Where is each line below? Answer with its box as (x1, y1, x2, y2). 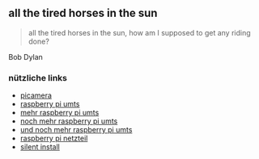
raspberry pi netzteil (19, 133, 88, 144)
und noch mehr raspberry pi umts (19, 125, 133, 135)
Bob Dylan (8, 52, 43, 61)
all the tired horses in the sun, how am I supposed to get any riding (28, 27, 251, 37)
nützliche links (8, 72, 67, 83)
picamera (19, 90, 53, 100)
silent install (19, 142, 61, 152)
